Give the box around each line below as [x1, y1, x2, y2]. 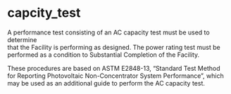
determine [7, 35, 37, 43]
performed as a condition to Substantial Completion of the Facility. [7, 51, 200, 59]
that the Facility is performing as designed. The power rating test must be [7, 43, 220, 51]
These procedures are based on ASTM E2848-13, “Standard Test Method [7, 64, 220, 72]
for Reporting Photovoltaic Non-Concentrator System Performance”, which [7, 72, 224, 80]
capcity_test [7, 5, 81, 21]
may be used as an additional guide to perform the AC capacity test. [7, 79, 206, 87]
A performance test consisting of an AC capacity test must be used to [7, 28, 210, 36]
